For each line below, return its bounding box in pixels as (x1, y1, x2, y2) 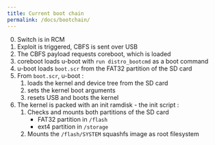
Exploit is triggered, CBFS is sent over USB (16, 42, 138, 51)
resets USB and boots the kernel (27, 93, 119, 101)
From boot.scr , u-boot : (16, 71, 84, 79)
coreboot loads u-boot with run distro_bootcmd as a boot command (16, 57, 209, 65)
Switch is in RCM (16, 35, 65, 43)
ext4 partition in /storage (37, 122, 109, 131)
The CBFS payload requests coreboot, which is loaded (16, 49, 171, 58)
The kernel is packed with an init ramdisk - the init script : (16, 101, 179, 109)
